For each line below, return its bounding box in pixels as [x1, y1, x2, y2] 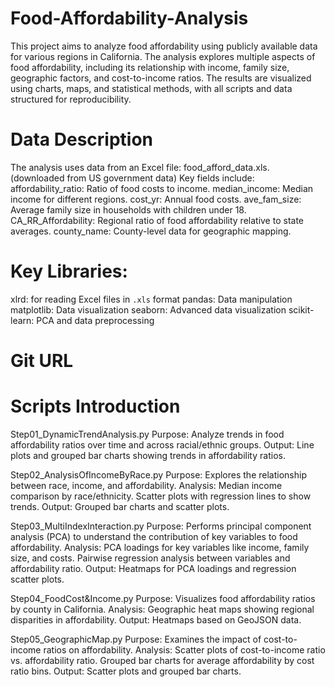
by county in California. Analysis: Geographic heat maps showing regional [10, 603, 315, 615]
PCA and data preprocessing [36, 314, 155, 326]
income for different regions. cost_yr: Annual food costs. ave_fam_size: [10, 193, 302, 205]
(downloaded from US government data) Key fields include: [10, 172, 255, 184]
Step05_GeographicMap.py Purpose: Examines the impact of [10, 633, 262, 645]
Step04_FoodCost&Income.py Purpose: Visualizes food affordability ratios [10, 592, 316, 604]
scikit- [288, 303, 315, 316]
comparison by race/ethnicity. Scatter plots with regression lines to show [10, 490, 312, 502]
